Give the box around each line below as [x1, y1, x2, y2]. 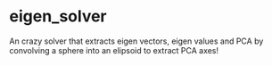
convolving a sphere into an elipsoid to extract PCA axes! [9, 45, 219, 55]
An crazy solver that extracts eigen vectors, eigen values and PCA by [9, 36, 264, 46]
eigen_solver [9, 6, 107, 27]
